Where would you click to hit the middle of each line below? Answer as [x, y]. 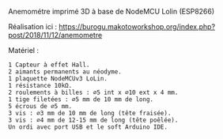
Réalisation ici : [33, 26]
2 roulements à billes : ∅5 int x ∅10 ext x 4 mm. [93, 92]
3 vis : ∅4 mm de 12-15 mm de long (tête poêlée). [93, 120]
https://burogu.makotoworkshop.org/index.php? [137, 26]
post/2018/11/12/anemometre [55, 35]
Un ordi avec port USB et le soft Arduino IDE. [88, 127]
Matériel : [24, 50]
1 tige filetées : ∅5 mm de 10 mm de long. [81, 100]
